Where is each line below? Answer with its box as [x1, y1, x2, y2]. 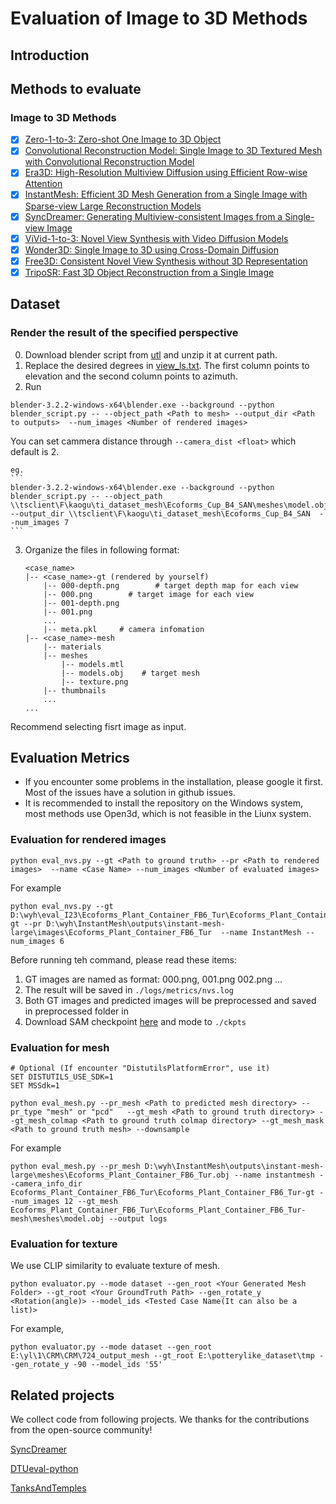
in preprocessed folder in [24, 1005, 129, 1017]
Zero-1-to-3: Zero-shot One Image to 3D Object [24, 133, 222, 146]
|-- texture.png [61, 677, 129, 687]
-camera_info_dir [10, 1178, 83, 1189]
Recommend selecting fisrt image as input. [10, 720, 187, 732]
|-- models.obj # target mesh [61, 668, 200, 678]
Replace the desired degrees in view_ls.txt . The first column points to [24, 359, 310, 371]
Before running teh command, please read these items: [10, 953, 237, 966]
